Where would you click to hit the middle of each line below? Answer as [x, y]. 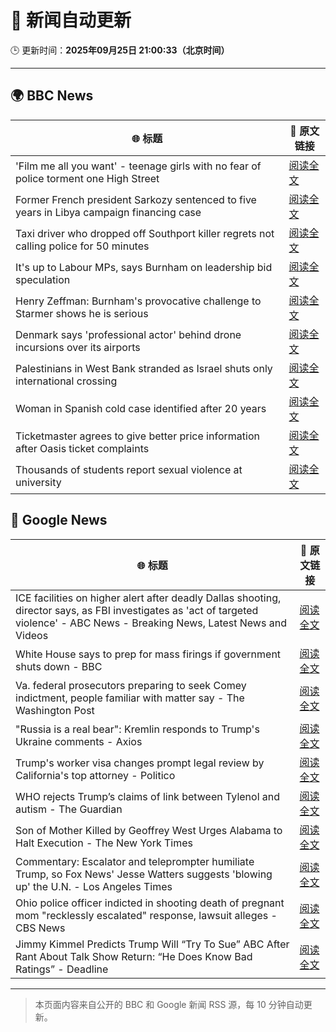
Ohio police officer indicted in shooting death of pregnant [150, 903]
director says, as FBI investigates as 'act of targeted [137, 610]
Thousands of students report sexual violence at [129, 469]
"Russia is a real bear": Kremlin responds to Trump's [137, 729]
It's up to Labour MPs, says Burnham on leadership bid [144, 267]
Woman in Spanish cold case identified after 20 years [141, 408]
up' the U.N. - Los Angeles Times [94, 886]
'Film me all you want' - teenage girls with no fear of [138, 166]
